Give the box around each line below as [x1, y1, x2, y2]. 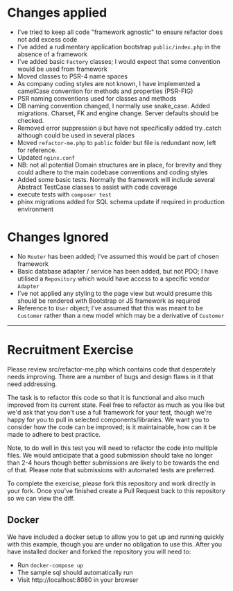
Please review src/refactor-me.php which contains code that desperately [7, 365, 216, 373]
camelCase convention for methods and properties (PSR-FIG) [17, 87, 193, 95]
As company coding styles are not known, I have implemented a [17, 79, 200, 88]
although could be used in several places [17, 131, 135, 140]
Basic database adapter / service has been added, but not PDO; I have [17, 267, 218, 275]
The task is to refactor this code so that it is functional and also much [7, 393, 205, 401]
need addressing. [7, 380, 58, 388]
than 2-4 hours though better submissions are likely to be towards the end [7, 458, 220, 467]
